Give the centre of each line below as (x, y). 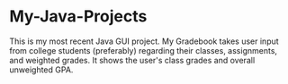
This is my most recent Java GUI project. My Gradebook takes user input (144, 41)
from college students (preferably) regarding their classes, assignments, (143, 50)
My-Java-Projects (78, 17)
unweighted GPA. (41, 70)
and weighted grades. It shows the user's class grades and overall (132, 60)
